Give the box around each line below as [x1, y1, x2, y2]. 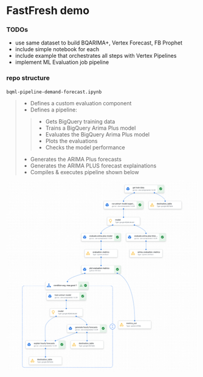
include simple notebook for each [15, 46, 99, 53]
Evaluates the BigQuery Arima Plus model [45, 130, 150, 138]
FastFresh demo [6, 4, 90, 18]
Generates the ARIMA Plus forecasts [30, 155, 122, 163]
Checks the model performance [45, 144, 126, 151]
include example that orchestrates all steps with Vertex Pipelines [15, 52, 177, 60]
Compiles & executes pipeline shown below [30, 168, 139, 175]
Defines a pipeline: [30, 106, 77, 113]
